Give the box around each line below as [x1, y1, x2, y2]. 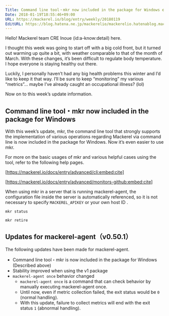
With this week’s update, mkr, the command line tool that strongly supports [5, 129, 160, 135]
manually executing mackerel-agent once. [20, 283, 108, 289]
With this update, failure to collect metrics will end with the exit [20, 299, 150, 305]
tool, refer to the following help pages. [5, 159, 84, 166]
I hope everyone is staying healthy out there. [5, 61, 98, 67]
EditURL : [5, 21, 24, 27]
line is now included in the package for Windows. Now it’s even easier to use [5, 139, 164, 145]
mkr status [5, 209, 28, 214]
